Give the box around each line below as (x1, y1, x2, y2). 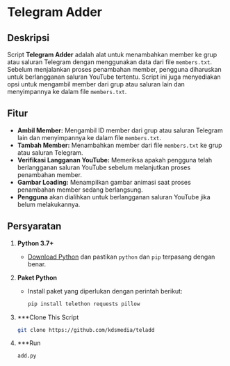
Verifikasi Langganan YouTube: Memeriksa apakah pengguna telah (17, 155, 213, 164)
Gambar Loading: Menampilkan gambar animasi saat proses (17, 178, 191, 186)
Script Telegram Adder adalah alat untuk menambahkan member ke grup (7, 50, 217, 59)
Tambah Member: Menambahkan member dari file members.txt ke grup (17, 141, 222, 149)
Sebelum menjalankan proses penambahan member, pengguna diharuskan (7, 66, 222, 73)
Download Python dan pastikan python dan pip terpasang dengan (27, 252, 215, 261)
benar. (27, 259, 47, 268)
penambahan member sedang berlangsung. (17, 185, 144, 194)
